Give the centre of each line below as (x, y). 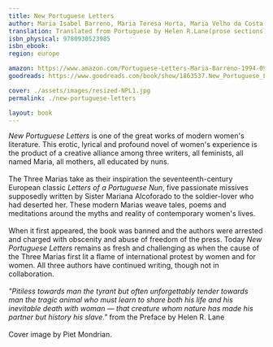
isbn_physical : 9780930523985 (60, 39)
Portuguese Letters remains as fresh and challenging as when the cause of (134, 248)
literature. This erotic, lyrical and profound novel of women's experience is (133, 145)
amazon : (22, 69)
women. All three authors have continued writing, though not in (114, 266)
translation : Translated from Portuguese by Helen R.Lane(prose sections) (138, 31)
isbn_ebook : (28, 46)
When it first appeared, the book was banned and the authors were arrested (136, 231)
